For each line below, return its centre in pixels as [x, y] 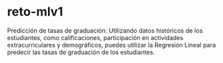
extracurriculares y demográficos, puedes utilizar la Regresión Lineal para [111, 45]
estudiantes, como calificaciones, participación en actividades [95, 37]
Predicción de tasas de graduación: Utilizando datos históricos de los [105, 30]
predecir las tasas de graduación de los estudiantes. [81, 52]
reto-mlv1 [35, 12]
